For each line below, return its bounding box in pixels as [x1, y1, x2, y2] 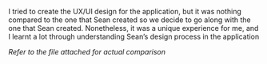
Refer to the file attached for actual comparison [8, 47, 166, 56]
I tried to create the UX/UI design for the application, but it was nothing [8, 7, 242, 16]
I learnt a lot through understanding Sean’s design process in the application [8, 32, 260, 41]
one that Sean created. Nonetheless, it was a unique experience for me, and [8, 24, 259, 32]
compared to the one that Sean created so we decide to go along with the [8, 15, 251, 24]
